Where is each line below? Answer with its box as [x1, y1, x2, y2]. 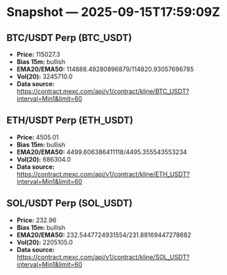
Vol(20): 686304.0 [16, 155, 71, 163]
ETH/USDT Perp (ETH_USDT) [6, 115, 133, 126]
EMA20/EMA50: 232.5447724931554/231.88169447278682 [16, 231, 192, 239]
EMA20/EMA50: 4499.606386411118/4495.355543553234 [16, 147, 187, 156]
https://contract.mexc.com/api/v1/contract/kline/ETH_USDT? [16, 169, 190, 178]
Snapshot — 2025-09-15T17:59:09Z [6, 4, 220, 20]
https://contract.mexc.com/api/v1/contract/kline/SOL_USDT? [16, 253, 190, 261]
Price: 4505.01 [16, 133, 59, 141]
